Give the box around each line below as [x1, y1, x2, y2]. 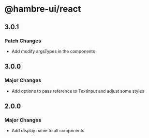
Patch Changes [4, 37, 42, 44]
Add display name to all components [11, 128, 85, 134]
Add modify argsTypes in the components [11, 48, 95, 54]
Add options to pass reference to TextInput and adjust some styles [11, 88, 145, 94]
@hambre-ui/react [4, 3, 81, 15]
